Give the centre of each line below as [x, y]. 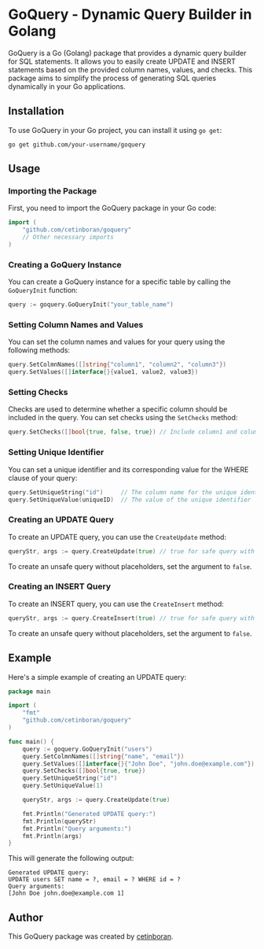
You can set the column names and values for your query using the [117, 342]
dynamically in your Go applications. [67, 86]
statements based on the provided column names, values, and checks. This [130, 69]
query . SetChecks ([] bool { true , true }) [84, 771]
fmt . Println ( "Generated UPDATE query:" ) [89, 814]
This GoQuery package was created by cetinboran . [91, 936]
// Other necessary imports [68, 238]
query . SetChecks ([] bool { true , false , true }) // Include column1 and [123, 432]
